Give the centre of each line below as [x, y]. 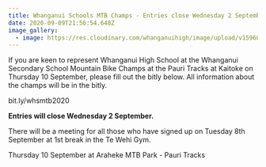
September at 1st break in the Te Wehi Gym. [80, 140]
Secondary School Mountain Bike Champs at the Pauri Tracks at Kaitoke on [131, 69]
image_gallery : [33, 30]
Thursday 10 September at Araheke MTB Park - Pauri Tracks [107, 155]
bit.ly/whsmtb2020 [39, 101]
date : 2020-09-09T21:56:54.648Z [61, 23]
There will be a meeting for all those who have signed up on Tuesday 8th [127, 131]
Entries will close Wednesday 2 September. [81, 116]
